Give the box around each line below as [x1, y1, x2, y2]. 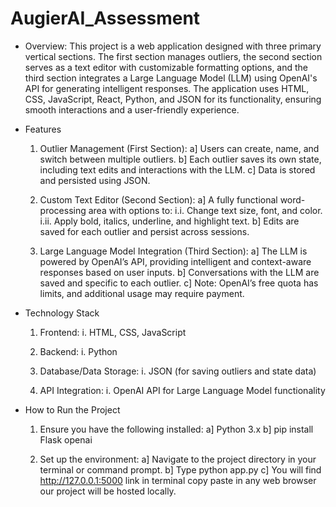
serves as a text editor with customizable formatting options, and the [24, 61, 309, 73]
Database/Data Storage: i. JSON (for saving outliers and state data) [39, 365, 317, 377]
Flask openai [39, 433, 93, 446]
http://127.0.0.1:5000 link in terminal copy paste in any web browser [39, 474, 317, 486]
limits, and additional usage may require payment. [39, 287, 245, 299]
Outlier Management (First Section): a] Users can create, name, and [39, 142, 320, 154]
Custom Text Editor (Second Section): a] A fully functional [39, 193, 278, 206]
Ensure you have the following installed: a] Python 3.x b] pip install [39, 423, 314, 435]
